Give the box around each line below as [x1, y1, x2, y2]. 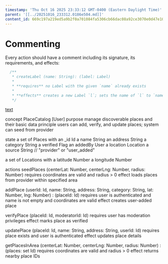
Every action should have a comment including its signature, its [5, 54, 135, 60]
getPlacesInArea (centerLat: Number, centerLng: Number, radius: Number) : [5, 242, 161, 248]
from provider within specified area [5, 177, 77, 183]
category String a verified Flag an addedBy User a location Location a [5, 142, 149, 148]
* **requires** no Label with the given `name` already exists [11, 83, 146, 88]
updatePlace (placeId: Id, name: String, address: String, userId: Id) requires [5, 227, 159, 233]
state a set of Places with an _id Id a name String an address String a [5, 136, 146, 142]
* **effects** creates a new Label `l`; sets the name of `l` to [11, 93, 151, 98]
